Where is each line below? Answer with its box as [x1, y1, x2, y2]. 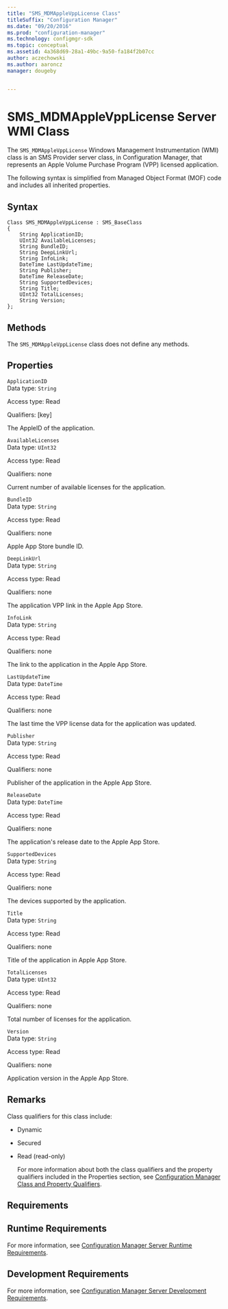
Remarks [7, 1094, 47, 1105]
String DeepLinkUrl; [19, 249, 78, 256]
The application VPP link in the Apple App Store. [7, 601, 143, 609]
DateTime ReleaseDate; [19, 273, 84, 280]
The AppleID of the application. [7, 424, 95, 432]
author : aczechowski [7, 55, 66, 62]
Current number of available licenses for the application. [7, 482, 166, 491]
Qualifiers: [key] [7, 411, 53, 419]
